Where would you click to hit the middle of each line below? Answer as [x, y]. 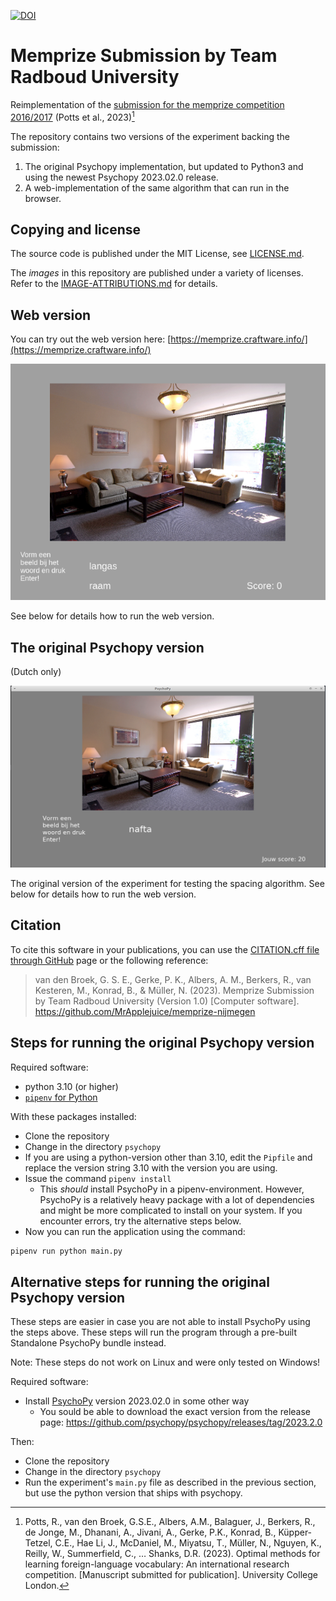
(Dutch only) [36, 672]
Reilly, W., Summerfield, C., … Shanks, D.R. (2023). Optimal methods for [172, 1554]
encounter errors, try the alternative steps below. [140, 1221]
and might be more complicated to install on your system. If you [171, 1210]
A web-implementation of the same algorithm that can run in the [157, 187]
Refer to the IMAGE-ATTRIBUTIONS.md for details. [114, 284]
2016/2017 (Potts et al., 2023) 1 [72, 116]
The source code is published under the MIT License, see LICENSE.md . [157, 254]
